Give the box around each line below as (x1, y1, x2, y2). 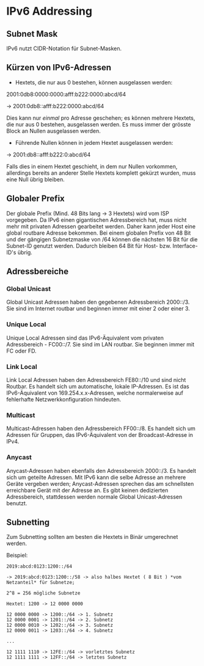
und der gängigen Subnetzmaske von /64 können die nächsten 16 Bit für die (6, 235, 198, 243)
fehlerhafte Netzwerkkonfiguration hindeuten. (6, 395, 122, 403)
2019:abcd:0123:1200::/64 (6, 563, 72, 569)
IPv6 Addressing (6, 4, 93, 18)
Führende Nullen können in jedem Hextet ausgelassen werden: (15, 139, 173, 146)
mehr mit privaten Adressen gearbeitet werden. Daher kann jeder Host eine (6, 222, 196, 230)
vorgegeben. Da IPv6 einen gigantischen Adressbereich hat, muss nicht (6, 216, 187, 224)
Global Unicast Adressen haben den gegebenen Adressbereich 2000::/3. (6, 298, 190, 306)
